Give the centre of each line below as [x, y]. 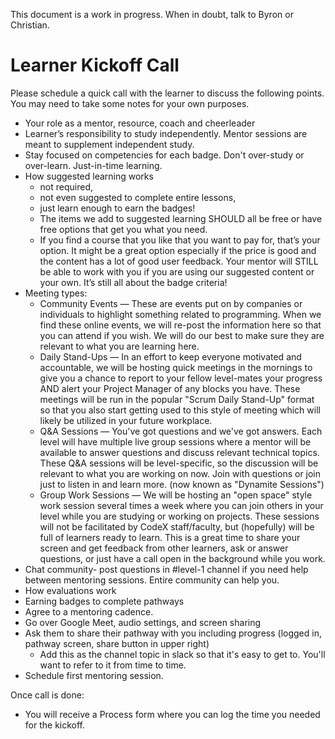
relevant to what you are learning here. [119, 346]
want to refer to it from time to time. [113, 665]
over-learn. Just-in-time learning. [93, 165]
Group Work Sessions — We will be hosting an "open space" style [176, 495]
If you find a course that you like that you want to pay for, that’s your [180, 240]
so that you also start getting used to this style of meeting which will [180, 410]
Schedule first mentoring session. [94, 675]
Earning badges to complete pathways [104, 601]
